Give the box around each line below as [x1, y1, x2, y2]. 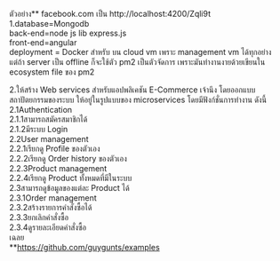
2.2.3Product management [9, 163, 108, 173]
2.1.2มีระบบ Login [9, 124, 68, 134]
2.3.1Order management [9, 193, 98, 203]
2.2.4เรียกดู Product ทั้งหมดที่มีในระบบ [9, 173, 132, 183]
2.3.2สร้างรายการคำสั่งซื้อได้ [9, 202, 92, 212]
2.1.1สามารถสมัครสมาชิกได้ [9, 114, 88, 124]
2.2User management [9, 134, 89, 144]
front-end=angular [9, 37, 77, 48]
